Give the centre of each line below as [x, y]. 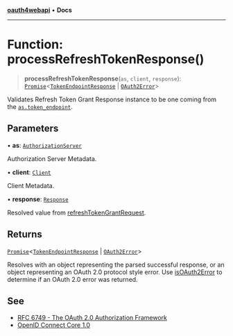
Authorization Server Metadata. [52, 158]
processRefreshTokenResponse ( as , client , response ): [103, 78]
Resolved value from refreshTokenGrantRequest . [77, 212]
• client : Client [29, 172]
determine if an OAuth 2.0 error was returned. [72, 279]
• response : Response [38, 199]
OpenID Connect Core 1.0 [54, 325]
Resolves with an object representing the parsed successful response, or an [116, 264]
